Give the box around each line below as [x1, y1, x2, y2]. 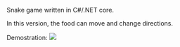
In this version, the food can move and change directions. [6, 19, 174, 27]
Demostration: [6, 34, 48, 41]
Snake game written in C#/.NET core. [6, 6, 114, 14]
